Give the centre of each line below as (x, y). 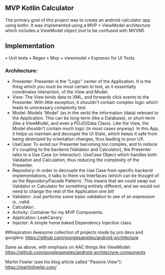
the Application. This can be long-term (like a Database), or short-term (84, 118)
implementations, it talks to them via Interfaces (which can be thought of (85, 175)
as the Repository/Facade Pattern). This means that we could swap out (84, 181)
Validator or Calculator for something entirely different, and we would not (86, 186)
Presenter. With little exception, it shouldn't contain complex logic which (85, 102)
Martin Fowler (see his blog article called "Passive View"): (64, 262)
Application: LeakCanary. (38, 217)
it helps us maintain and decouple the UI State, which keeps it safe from (85, 134)
